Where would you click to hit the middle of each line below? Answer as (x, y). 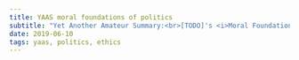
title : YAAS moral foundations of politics (91, 17)
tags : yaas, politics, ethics (65, 42)
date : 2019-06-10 (41, 34)
